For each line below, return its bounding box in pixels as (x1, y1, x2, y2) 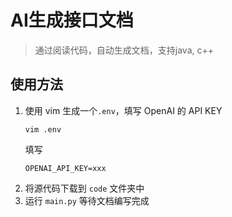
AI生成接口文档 (10, 9, 134, 32)
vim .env (24, 124, 62, 135)
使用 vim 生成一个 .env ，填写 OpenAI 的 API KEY (24, 104, 223, 116)
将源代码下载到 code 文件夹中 (24, 182, 145, 194)
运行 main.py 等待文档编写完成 (24, 194, 150, 206)
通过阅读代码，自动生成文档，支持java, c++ (34, 44, 214, 56)
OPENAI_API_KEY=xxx (24, 163, 107, 173)
